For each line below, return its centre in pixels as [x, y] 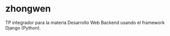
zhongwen [28, 9]
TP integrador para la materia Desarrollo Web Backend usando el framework [85, 22]
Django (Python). [23, 27]
